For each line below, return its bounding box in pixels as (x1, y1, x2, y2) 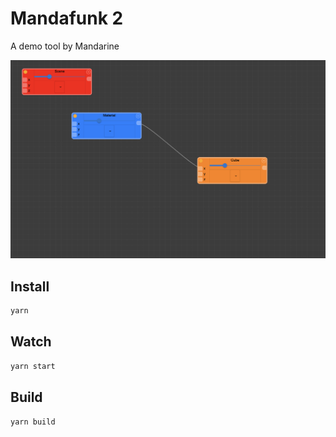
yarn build (10, 417, 56, 427)
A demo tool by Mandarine (10, 40, 120, 52)
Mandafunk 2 (10, 7, 124, 30)
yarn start (10, 361, 56, 371)
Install (10, 278, 50, 295)
